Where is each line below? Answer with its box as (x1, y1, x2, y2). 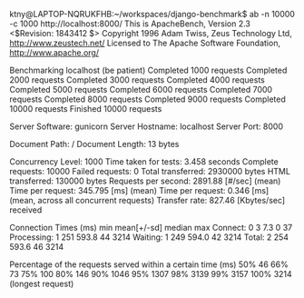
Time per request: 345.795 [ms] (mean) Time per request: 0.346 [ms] (9, 185, 270, 195)
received (9, 204, 43, 215)
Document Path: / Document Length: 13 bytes (9, 139, 180, 149)
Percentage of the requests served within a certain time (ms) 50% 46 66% (9, 259, 289, 270)
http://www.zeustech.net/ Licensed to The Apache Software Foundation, (9, 37, 281, 48)
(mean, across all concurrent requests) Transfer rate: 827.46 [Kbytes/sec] (9, 195, 286, 205)
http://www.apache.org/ (9, 47, 100, 58)
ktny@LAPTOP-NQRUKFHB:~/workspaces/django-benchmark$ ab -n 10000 (9, 9, 295, 19)
